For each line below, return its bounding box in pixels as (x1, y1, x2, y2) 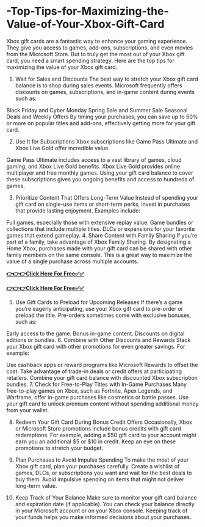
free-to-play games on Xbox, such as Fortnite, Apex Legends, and (6, 387, 173, 394)
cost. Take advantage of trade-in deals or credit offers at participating (6, 368, 182, 375)
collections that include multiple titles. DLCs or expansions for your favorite (6, 225, 195, 233)
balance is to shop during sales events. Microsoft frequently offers (15, 81, 182, 89)
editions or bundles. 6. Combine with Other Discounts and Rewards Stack (6, 336, 191, 343)
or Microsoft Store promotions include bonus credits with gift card (15, 424, 181, 432)
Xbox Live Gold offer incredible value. (15, 144, 110, 151)
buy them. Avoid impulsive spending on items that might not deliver (15, 475, 185, 483)
